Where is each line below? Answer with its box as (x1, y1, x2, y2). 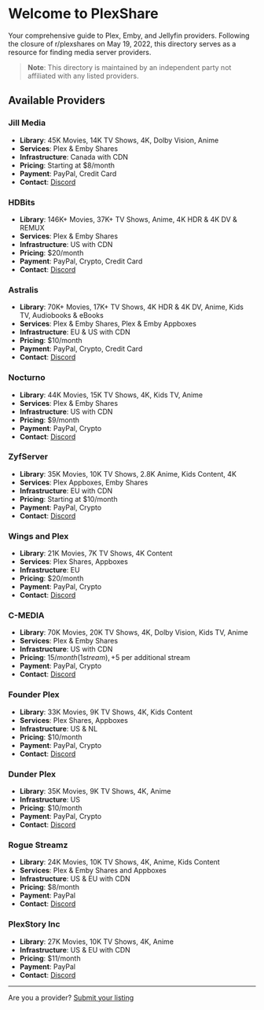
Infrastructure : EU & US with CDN (19, 327, 131, 337)
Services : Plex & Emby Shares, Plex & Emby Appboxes (19, 319, 196, 329)
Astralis (8, 284, 39, 295)
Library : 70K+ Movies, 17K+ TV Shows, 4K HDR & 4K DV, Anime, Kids (19, 302, 244, 311)
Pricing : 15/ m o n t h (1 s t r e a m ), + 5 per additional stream (19, 653, 191, 662)
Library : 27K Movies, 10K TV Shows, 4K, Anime (19, 937, 174, 946)
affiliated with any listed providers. (27, 71, 139, 80)
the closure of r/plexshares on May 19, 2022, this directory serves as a (8, 39, 236, 48)
